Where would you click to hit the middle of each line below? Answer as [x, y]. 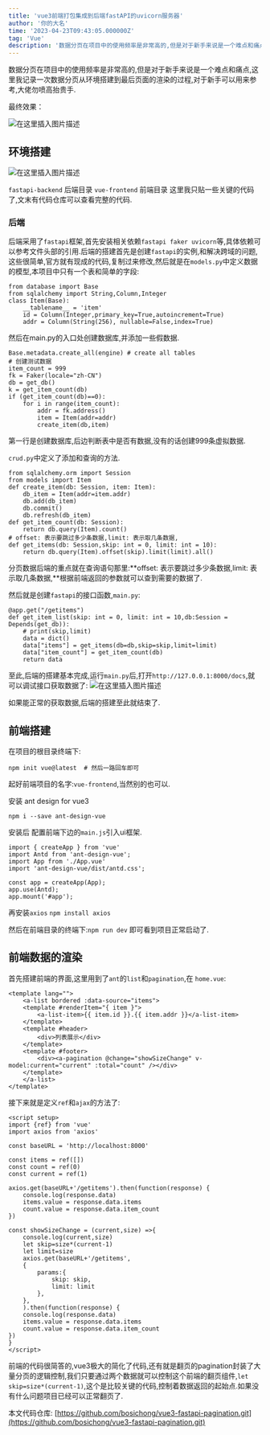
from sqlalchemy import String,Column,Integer [88, 294]
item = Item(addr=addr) [77, 418]
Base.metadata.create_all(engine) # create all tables [102, 353]
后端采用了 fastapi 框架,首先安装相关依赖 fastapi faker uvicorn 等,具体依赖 [131, 241]
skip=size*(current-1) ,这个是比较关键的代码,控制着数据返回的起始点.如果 [130, 1386]
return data [43, 660]
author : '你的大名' [39, 23]
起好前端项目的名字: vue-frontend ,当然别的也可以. [90, 784]
